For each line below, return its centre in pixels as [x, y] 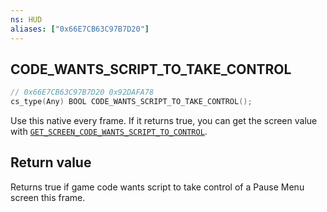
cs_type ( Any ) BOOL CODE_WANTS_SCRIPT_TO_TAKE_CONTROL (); [131, 102]
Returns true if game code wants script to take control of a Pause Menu [157, 187]
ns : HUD [26, 19]
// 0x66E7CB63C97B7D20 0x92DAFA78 [82, 92]
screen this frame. [48, 197]
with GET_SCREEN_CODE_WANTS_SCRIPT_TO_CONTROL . [109, 132]
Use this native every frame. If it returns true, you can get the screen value [164, 121]
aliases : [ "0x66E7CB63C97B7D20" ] [80, 29]
